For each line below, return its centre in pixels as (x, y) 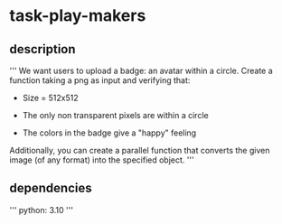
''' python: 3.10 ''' (42, 210)
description (42, 49)
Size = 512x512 (50, 98)
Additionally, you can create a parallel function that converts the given (140, 150)
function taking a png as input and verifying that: (100, 80)
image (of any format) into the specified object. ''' (102, 160)
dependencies (51, 188)
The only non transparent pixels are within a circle (116, 115)
